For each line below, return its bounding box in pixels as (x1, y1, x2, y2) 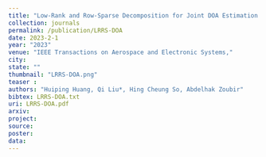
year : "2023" (8, 41, 52, 49)
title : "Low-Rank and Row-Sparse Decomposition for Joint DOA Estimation (8, 11, 259, 20)
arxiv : (8, 108, 30, 116)
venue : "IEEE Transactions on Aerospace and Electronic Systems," (8, 48, 233, 56)
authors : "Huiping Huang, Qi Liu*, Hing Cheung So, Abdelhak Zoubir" (8, 85, 244, 94)
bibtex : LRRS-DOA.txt (8, 93, 80, 101)
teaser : (8, 78, 37, 86)
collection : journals (8, 19, 80, 27)
